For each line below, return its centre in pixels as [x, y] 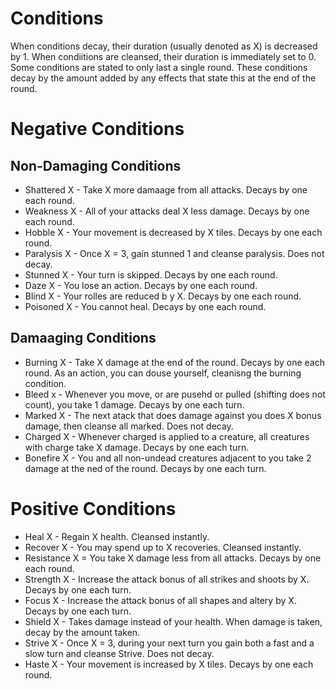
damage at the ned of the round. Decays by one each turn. [145, 468]
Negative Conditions [97, 129]
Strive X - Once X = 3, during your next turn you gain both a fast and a [169, 643]
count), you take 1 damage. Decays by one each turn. [134, 404]
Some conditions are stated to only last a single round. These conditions [159, 67]
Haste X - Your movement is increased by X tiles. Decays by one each [169, 664]
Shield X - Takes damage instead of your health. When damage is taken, [173, 621]
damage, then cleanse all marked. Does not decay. [129, 426]
